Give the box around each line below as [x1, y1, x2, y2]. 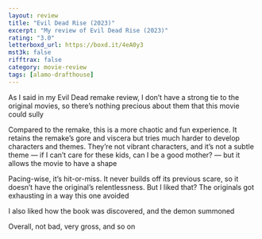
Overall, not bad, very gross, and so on [8, 222, 136, 231]
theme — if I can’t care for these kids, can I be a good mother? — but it [8, 150, 241, 160]
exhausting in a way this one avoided [8, 191, 129, 200]
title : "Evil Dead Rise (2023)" [8, 19, 115, 27]
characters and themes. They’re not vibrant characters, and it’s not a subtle [8, 141, 254, 151]
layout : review [8, 11, 59, 20]
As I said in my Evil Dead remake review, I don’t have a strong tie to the [8, 92, 240, 102]
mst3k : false [8, 48, 52, 56]
